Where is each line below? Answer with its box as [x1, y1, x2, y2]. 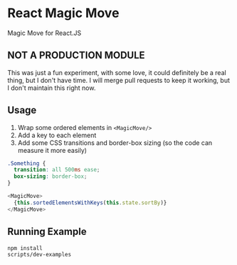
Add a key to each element [17, 131, 97, 139]
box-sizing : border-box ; [14, 173, 88, 180]
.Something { [7, 159, 46, 167]
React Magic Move [7, 5, 120, 21]
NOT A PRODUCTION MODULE [7, 49, 145, 61]
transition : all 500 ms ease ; [14, 166, 100, 174]
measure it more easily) [17, 146, 88, 154]
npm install [7, 244, 43, 251]
